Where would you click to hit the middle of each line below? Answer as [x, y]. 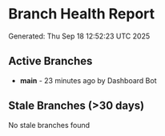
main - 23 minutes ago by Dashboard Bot [88, 80]
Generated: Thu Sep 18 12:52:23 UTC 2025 [79, 36]
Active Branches [50, 61]
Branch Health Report [82, 14]
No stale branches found [49, 125]
